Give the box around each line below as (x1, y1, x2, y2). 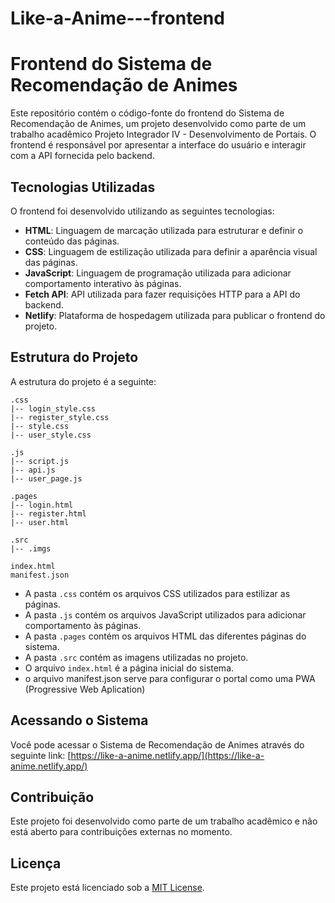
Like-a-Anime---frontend (10, 7, 225, 30)
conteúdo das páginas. (24, 235, 120, 247)
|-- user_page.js (10, 473, 83, 484)
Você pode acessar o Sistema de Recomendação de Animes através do (10, 738, 305, 751)
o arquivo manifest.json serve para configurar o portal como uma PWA (24, 672, 316, 684)
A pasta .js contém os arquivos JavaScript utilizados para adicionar (24, 608, 307, 621)
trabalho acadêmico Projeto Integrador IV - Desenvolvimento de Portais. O (10, 128, 317, 141)
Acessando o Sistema (10, 712, 149, 729)
